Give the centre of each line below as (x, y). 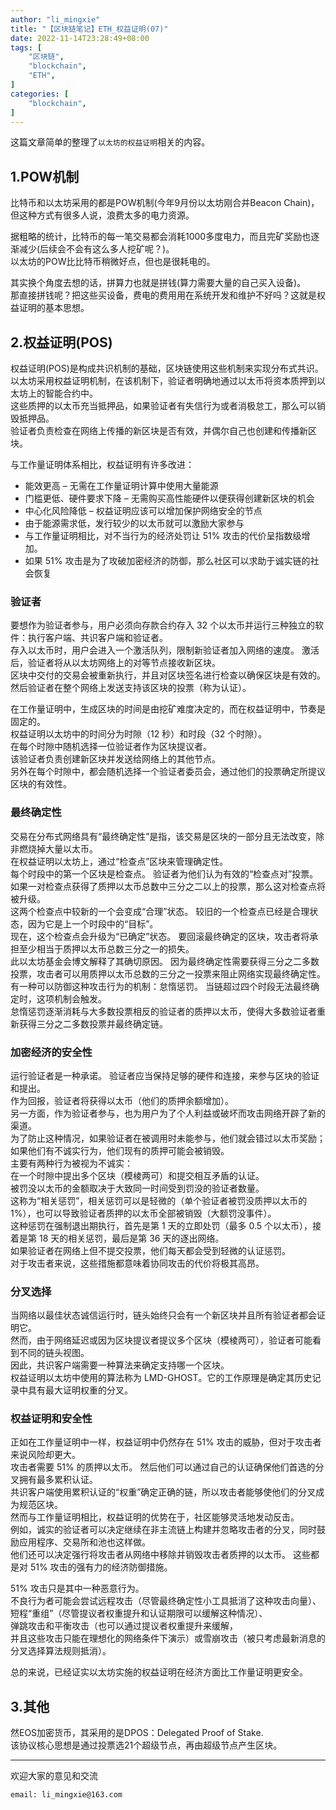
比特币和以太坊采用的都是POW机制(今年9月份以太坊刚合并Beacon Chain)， (165, 203)
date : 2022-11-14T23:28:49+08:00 (80, 38)
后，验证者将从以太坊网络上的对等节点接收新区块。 (115, 663)
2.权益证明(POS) (61, 342)
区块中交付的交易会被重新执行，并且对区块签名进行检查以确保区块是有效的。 (168, 675)
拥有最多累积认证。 (58, 1480)
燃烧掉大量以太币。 (58, 848)
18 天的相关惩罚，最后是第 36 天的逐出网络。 (131, 1238)
